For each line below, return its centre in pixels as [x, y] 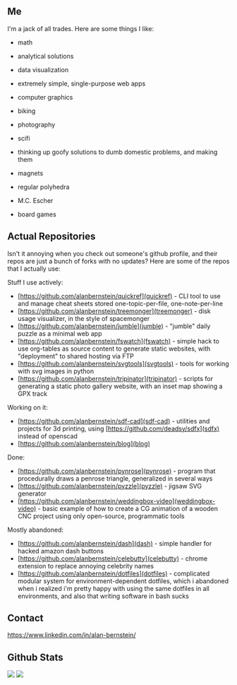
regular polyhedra [43, 187]
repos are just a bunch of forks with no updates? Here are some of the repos [119, 261]
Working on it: [28, 407]
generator [32, 493]
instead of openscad [47, 436]
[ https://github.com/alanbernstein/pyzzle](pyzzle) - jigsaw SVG [110, 486]
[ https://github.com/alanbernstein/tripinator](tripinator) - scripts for [115, 378]
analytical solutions [45, 56]
